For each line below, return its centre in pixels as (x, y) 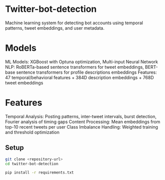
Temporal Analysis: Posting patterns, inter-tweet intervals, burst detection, (81, 116)
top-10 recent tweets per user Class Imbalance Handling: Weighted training (82, 127)
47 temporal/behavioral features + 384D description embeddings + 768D (80, 77)
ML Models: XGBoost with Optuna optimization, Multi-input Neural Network (82, 62)
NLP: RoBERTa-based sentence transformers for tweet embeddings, (75, 67)
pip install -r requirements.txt (40, 173)
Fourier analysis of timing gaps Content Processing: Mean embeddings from (83, 122)
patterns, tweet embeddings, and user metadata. (55, 28)
